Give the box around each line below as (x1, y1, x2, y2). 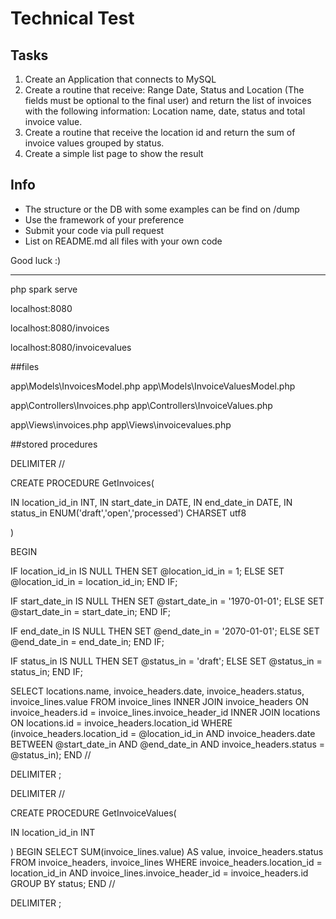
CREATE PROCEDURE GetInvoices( (10, 477, 155, 489)
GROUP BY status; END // (10, 877, 116, 889)
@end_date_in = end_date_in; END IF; (10, 635, 165, 647)
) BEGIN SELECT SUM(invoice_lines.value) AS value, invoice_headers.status (10, 845, 324, 857)
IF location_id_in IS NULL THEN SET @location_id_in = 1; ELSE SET (10, 565, 285, 577)
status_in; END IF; (10, 665, 84, 677)
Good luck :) (10, 254, 62, 266)
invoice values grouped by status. (24, 137, 165, 149)
